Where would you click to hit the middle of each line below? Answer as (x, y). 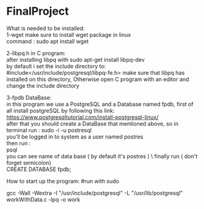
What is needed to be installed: (45, 28)
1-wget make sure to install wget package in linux (69, 34)
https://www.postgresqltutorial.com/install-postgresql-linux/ (82, 117)
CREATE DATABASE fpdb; (39, 169)
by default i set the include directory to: (56, 66)
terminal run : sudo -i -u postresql (49, 130)
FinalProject (38, 11)
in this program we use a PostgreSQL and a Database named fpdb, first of (100, 104)
